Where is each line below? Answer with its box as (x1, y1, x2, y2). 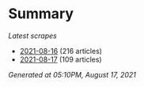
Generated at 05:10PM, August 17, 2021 (8, 70, 137, 79)
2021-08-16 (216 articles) (19, 46, 103, 55)
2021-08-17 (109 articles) (19, 55, 102, 64)
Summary (8, 5, 74, 23)
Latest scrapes (8, 31, 57, 40)
